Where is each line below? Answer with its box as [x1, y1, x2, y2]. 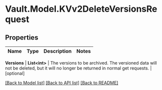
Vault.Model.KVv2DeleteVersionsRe [5, 3, 158, 15]
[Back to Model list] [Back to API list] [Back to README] [5, 80, 119, 86]
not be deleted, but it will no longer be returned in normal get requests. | [5, 65, 152, 71]
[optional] [5, 70, 25, 76]
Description [43, 48, 72, 54]
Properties [5, 33, 39, 42]
